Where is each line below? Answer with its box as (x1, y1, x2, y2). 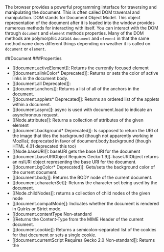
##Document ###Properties (5, 56, 62, 61)
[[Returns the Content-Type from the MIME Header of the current (12, 216, 144, 222)
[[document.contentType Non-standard (12, 211, 92, 217)
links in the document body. (12, 76, 69, 81)
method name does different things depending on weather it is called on (5, 41, 151, 46)
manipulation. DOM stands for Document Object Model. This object (5, 15, 141, 20)
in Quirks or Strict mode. (12, 206, 62, 212)
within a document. (12, 102, 51, 107)
